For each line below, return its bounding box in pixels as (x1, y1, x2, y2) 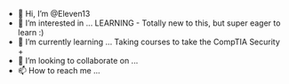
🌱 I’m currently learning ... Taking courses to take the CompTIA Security (17, 36, 280, 47)
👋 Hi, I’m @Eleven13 (17, 9, 91, 19)
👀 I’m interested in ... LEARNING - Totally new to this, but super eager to (17, 18, 281, 28)
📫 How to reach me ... (17, 65, 100, 75)
